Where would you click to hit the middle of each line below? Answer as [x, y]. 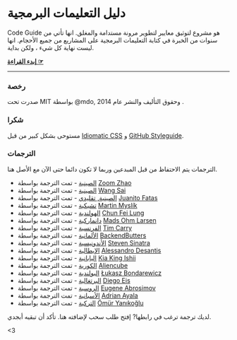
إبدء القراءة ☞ [25, 61]
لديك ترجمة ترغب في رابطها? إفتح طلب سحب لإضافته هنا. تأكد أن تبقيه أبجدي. [109, 317]
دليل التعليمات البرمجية [66, 13]
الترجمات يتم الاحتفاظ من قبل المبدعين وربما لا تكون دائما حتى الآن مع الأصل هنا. [112, 169]
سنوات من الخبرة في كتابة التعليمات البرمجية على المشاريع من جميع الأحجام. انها [113, 40]
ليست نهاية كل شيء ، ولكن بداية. [51, 47]
